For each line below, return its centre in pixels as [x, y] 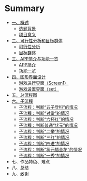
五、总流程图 [24, 95]
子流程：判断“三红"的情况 [44, 137]
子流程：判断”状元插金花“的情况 [50, 149]
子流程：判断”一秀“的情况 [44, 155]
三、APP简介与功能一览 [35, 59]
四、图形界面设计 [29, 77]
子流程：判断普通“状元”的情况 [48, 125]
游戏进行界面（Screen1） [43, 83]
